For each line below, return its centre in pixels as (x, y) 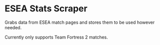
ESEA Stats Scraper (46, 9)
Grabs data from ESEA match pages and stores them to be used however (80, 22)
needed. (13, 27)
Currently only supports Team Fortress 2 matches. (56, 37)
